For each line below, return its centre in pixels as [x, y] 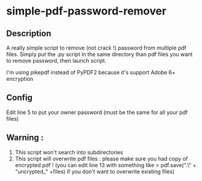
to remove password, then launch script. [56, 61]
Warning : [25, 138]
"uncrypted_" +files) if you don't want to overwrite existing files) [95, 171]
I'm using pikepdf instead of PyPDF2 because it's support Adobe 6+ [91, 72]
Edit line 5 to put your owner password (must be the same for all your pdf [97, 112]
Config [19, 98]
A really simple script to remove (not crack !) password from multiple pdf [96, 48]
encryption [20, 79]
